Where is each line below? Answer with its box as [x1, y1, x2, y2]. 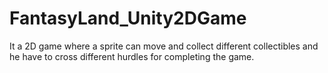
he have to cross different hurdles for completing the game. [9, 50, 255, 62]
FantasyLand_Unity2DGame [9, 7, 247, 30]
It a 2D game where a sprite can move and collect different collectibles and [9, 40, 319, 52]
